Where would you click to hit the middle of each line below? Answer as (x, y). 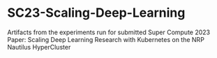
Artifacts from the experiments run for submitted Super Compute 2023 (109, 32)
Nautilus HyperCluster (39, 47)
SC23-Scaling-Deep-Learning (96, 13)
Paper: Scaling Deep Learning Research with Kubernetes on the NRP (106, 39)
